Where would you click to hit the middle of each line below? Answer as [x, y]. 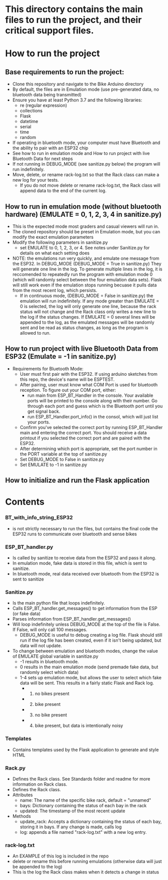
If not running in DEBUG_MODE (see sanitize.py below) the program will [86, 164]
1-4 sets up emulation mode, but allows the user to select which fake [90, 678]
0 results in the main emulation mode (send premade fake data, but [89, 667]
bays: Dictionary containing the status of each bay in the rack [83, 805]
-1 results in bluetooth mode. [49, 662]
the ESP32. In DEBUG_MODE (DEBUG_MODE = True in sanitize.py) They [87, 264]
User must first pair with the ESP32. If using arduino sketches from [88, 374]
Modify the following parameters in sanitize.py [60, 242]
